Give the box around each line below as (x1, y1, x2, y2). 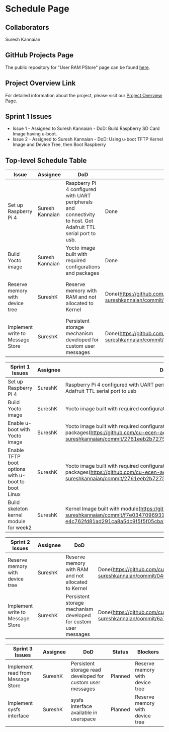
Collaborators (5, 23, 49, 32)
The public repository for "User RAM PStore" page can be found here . (5, 64, 150, 70)
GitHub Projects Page (5, 51, 74, 59)
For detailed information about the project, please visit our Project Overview (5, 92, 162, 98)
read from (8, 670, 31, 677)
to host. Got (65, 217, 94, 225)
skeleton (8, 505, 28, 513)
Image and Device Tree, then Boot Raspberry (12, 141, 106, 148)
